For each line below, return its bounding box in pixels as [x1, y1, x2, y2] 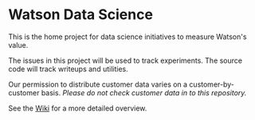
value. [8, 40, 29, 49]
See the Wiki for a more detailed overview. [8, 103, 147, 113]
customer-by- [189, 79, 235, 89]
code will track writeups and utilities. [8, 64, 129, 73]
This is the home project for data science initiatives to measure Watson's [8, 32, 247, 41]
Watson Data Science [8, 6, 154, 24]
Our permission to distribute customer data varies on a [8, 79, 188, 89]
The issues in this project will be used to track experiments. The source [8, 56, 243, 65]
